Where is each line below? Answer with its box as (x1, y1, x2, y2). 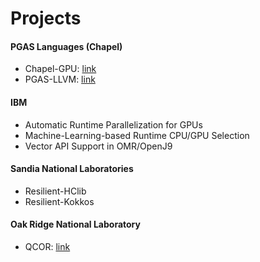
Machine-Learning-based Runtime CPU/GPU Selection (24, 129, 250, 141)
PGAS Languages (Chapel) (10, 40, 123, 52)
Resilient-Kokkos (24, 195, 95, 207)
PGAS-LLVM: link (24, 73, 96, 86)
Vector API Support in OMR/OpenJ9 (24, 140, 173, 152)
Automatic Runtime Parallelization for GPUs (24, 118, 203, 131)
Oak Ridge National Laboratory (10, 218, 141, 231)
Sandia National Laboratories (10, 163, 134, 175)
